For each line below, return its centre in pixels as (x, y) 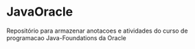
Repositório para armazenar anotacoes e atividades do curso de (97, 31)
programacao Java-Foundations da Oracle (66, 37)
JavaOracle (40, 12)
